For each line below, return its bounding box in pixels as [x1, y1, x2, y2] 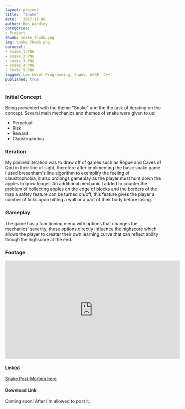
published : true [5, 77, 39, 82]
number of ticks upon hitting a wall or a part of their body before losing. [5, 197, 152, 203]
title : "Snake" [5, 12, 39, 17]
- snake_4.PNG [5, 63, 35, 68]
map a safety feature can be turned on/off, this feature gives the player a [5, 191, 155, 197]
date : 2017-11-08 [5, 16, 46, 21]
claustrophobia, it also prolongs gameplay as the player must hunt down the [5, 175, 161, 181]
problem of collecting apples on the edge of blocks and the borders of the [5, 186, 158, 192]
